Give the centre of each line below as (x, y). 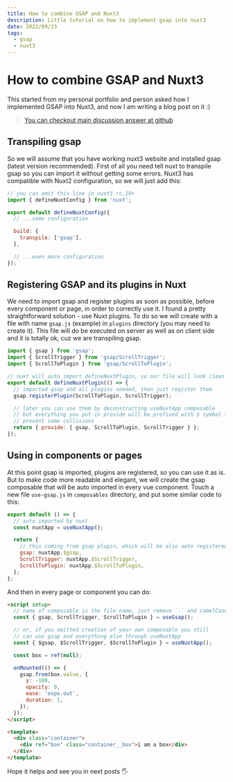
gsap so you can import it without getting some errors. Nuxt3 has (101, 173)
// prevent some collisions (54, 421)
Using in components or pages (75, 456)
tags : (15, 33)
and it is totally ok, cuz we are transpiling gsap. (74, 338)
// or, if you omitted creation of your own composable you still (111, 630)
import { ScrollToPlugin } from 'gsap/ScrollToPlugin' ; (89, 364)
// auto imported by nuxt (51, 521)
